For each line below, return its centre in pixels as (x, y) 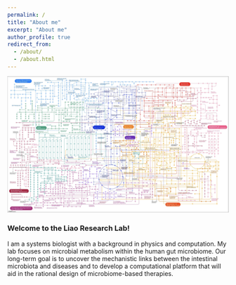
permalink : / (26, 15)
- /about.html (34, 60)
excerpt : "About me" (38, 29)
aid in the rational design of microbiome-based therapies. (90, 273)
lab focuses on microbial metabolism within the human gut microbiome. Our (117, 251)
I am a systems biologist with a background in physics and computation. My (117, 244)
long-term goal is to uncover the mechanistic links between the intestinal (112, 258)
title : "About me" (34, 22)
